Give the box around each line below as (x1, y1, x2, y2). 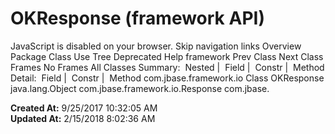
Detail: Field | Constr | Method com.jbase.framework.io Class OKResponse (10, 72, 325, 84)
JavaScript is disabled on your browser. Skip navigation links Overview (10, 40, 302, 52)
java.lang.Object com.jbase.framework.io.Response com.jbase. (10, 82, 270, 94)
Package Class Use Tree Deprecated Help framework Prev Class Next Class (10, 50, 324, 62)
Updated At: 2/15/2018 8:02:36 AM (10, 112, 156, 124)
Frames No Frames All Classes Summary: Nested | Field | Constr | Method (10, 61, 325, 73)
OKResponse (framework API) (10, 7, 265, 30)
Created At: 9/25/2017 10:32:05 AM (10, 102, 158, 114)
